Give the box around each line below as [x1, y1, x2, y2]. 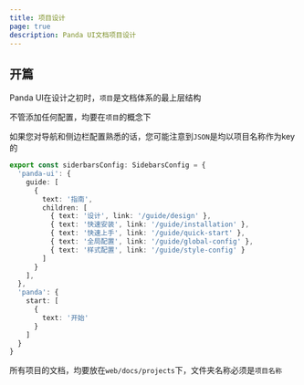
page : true [9, 22, 51, 31]
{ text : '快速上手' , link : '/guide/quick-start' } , [49, 229, 246, 238]
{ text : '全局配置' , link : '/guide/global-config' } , [49, 237, 254, 246]
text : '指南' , [42, 194, 93, 203]
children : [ [42, 203, 89, 213]
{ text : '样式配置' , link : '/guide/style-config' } [49, 245, 246, 255]
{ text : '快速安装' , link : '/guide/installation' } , [49, 220, 249, 229]
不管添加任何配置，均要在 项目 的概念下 [9, 111, 152, 123]
